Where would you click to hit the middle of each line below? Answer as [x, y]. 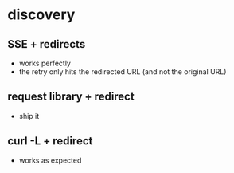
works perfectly [45, 63]
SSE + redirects [47, 44]
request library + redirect [71, 97]
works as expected [50, 160]
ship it [29, 116]
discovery [41, 15]
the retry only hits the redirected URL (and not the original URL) [123, 72]
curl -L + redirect [50, 141]
